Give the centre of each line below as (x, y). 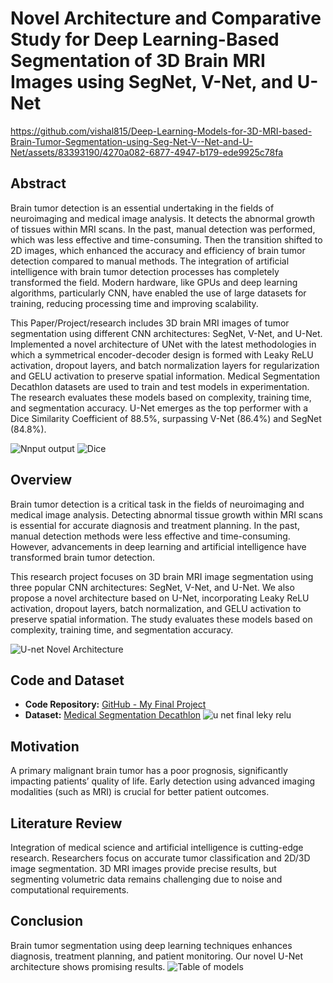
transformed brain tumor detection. (82, 557)
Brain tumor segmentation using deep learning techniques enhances (151, 945)
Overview (41, 480)
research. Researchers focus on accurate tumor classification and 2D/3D (160, 858)
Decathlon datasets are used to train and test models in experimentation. (160, 386)
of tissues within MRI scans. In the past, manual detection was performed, (163, 229)
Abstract (38, 183)
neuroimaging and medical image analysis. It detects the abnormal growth (163, 218)
